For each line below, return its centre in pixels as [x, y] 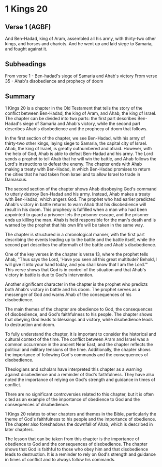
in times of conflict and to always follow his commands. [60, 459]
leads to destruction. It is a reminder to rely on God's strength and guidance [81, 454]
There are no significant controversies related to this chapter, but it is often [79, 394]
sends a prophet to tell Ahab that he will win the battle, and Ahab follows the [81, 158]
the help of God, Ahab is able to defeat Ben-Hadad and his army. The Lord [79, 154]
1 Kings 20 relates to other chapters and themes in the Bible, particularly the [81, 414]
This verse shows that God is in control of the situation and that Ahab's [76, 269]
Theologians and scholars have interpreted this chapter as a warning [74, 369]
